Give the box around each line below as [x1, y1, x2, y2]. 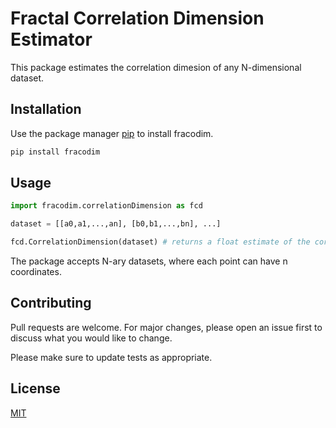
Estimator [10, 28, 93, 51]
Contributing [10, 295, 92, 312]
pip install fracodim [10, 147, 101, 157]
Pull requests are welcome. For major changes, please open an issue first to [10, 321, 323, 333]
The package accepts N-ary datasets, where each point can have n [10, 255, 288, 267]
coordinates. [10, 266, 62, 278]
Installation [10, 101, 82, 118]
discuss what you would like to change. [10, 332, 173, 344]
